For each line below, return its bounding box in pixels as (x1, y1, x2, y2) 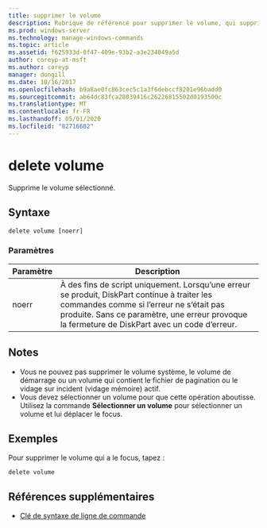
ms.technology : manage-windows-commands (8, 33, 145, 42)
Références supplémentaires (8, 490, 155, 503)
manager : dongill (8, 71, 66, 79)
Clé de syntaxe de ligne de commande (19, 511, 146, 521)
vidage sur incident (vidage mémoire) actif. (19, 383, 161, 393)
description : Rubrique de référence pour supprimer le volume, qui (8, 19, 237, 27)
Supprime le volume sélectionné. (8, 183, 116, 192)
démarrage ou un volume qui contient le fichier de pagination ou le (19, 375, 238, 385)
